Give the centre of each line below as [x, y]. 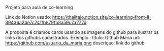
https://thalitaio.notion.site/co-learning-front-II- [102, 17]
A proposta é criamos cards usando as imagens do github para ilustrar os [82, 32]
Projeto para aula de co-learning [39, 7]
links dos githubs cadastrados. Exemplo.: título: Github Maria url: [73, 38]
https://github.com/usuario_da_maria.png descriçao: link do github [75, 43]
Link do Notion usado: [28, 17]
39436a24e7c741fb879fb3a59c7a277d [46, 22]
